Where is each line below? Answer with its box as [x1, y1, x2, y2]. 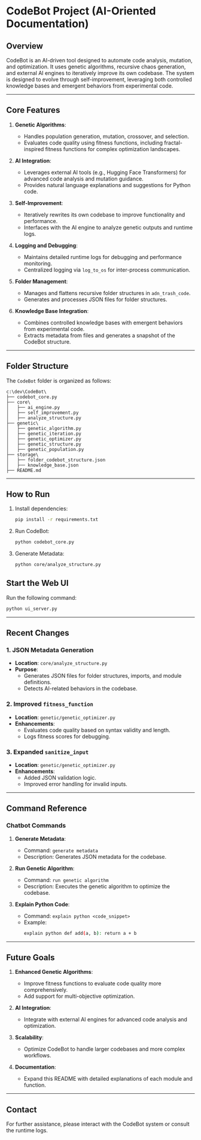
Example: [23, 919, 47, 926]
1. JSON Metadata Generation [6, 646, 94, 654]
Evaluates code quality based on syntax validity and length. [23, 726, 170, 733]
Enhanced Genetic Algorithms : [14, 968, 93, 976]
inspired [23, 145, 44, 152]
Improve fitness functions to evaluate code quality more [23, 980, 162, 987]
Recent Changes [6, 628, 70, 638]
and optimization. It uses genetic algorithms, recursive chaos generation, [6, 63, 186, 70]
